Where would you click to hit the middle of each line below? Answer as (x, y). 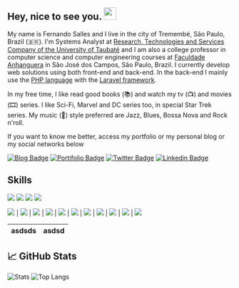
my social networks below (46, 144)
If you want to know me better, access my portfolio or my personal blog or (116, 136)
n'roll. (16, 123)
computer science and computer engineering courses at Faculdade (106, 57)
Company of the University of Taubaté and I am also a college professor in (117, 49)
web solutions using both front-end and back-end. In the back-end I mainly (118, 72)
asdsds (24, 230)
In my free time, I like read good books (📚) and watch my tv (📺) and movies (119, 94)
